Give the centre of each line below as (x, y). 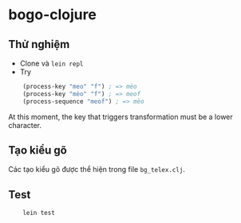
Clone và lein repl (51, 63)
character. (25, 125)
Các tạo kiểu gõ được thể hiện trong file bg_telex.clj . (97, 169)
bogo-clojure (53, 15)
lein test (39, 213)
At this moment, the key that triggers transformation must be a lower (120, 117)
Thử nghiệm (39, 44)
